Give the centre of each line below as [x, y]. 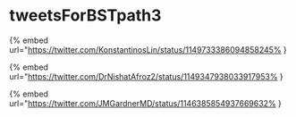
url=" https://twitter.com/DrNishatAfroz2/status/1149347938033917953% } [146, 76]
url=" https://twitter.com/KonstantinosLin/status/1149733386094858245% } [148, 49]
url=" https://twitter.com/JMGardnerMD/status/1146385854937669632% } [145, 103]
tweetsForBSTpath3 [85, 16]
